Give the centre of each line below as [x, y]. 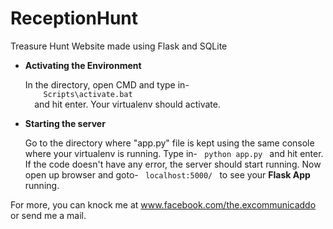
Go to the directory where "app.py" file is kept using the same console [169, 143]
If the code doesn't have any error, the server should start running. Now [173, 164]
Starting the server [65, 123]
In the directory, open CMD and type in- [107, 84]
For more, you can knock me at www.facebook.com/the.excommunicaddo [163, 204]
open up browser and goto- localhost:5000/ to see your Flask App [167, 174]
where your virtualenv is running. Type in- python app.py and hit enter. [174, 153]
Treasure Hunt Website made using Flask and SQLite [119, 46]
